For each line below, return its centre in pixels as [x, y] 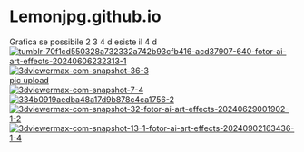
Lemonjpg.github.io [85, 17]
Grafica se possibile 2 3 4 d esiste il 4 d [83, 42]
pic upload [29, 80]
